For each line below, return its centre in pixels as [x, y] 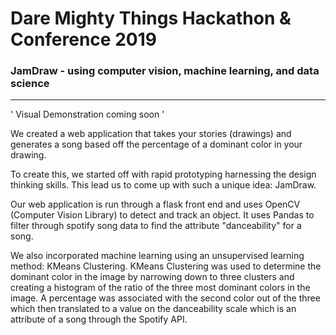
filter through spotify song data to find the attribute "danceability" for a [156, 226]
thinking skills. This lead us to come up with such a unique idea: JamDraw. [163, 185]
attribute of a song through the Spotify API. [99, 319]
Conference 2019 [83, 39]
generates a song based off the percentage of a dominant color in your [156, 144]
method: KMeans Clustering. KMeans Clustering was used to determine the [166, 266]
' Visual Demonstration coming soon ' [87, 114]
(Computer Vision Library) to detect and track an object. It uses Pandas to [162, 215]
